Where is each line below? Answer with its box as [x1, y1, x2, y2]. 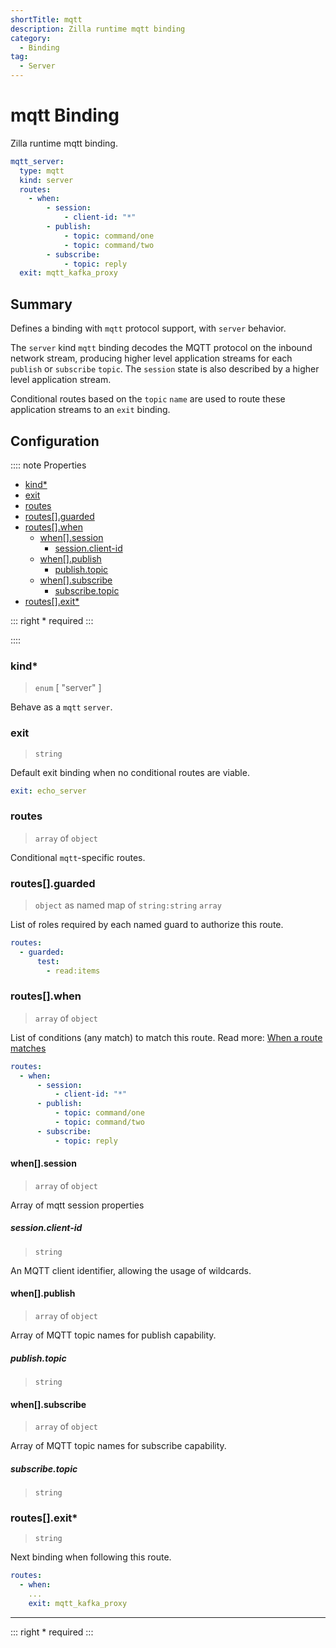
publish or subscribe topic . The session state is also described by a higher [10, 363, 320, 375]
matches [10, 1042, 47, 1054]
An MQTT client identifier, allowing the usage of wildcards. [10, 1264, 252, 1276]
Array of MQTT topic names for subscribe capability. [10, 1440, 227, 1452]
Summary [10, 296, 73, 313]
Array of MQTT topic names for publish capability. [10, 1329, 217, 1341]
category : [10, 33, 52, 43]
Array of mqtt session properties [10, 1199, 145, 1211]
